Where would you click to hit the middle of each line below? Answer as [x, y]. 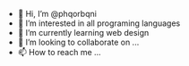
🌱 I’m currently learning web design [83, 33]
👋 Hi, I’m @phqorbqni [57, 14]
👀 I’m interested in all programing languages [99, 23]
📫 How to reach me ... [59, 52]
